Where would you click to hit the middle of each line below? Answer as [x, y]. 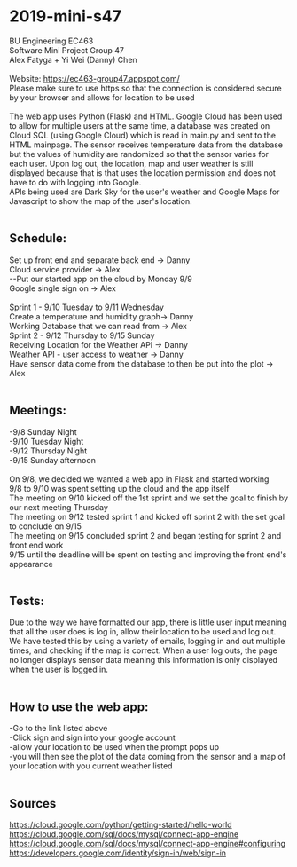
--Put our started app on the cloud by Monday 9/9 [101, 279]
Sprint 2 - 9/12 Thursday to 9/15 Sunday [82, 335]
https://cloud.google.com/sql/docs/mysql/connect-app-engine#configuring [148, 843]
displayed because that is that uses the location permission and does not [143, 173]
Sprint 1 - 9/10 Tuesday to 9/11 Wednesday [86, 307]
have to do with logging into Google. [75, 182]
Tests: [27, 601]
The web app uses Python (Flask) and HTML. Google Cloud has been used [146, 116]
